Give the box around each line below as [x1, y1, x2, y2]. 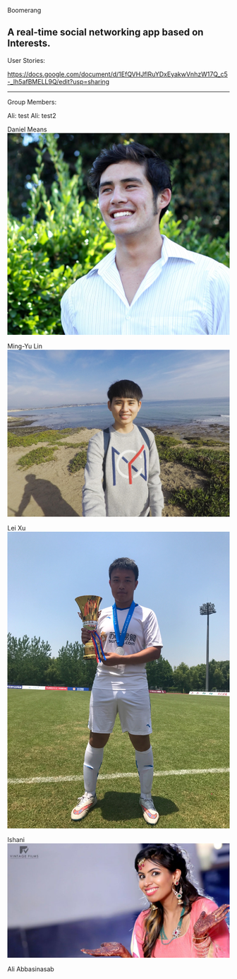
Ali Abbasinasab [7, 965, 54, 973]
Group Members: [7, 97, 57, 106]
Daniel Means [7, 125, 47, 133]
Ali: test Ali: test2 [7, 111, 56, 119]
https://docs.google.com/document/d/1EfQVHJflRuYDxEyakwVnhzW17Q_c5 [7, 70, 228, 78]
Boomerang [7, 6, 42, 14]
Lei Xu [7, 523, 26, 532]
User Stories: [7, 56, 46, 64]
